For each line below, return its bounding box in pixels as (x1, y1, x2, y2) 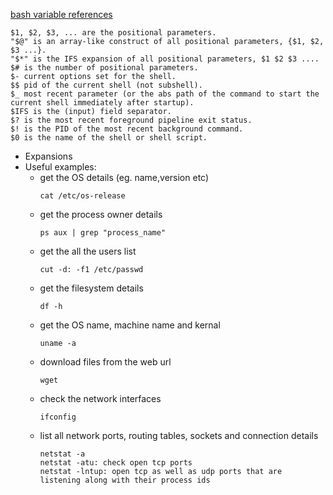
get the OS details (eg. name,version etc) (39, 172, 210, 183)
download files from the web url (39, 356, 172, 368)
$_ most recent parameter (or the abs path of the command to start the (10, 89, 320, 99)
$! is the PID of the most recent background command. (10, 124, 244, 134)
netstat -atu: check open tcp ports (39, 458, 193, 468)
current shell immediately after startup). (10, 98, 195, 108)
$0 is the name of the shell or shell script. (10, 133, 208, 143)
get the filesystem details (39, 282, 144, 294)
